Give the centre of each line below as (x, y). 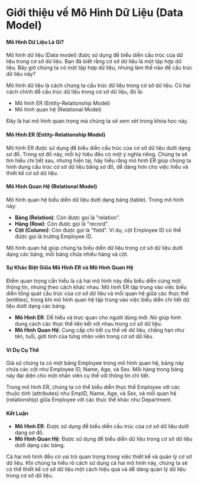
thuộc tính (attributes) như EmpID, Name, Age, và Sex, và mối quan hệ (91, 393)
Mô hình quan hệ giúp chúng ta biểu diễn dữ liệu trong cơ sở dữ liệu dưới (95, 248)
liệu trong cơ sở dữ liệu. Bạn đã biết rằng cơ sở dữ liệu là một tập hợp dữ (94, 62)
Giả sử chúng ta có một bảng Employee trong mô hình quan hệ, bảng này (95, 363)
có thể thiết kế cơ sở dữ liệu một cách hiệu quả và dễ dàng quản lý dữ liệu (96, 469)
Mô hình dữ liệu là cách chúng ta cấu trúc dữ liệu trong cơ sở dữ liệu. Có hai (98, 85)
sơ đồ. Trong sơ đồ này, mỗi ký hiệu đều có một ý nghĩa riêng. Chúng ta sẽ (97, 154)
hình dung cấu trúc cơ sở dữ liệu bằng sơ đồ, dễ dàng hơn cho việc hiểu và (97, 166)
